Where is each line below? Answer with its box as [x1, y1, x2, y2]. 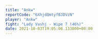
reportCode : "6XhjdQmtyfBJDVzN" [5, 12, 74, 17]
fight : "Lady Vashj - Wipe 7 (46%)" [5, 21, 84, 27]
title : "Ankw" [5, 7, 36, 13]
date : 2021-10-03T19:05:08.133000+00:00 [5, 26, 93, 31]
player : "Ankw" [5, 17, 38, 22]
